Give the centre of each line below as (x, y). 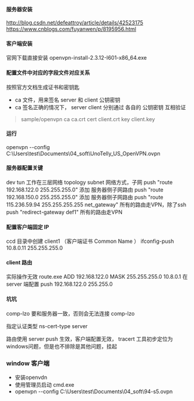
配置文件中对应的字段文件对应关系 (48, 73)
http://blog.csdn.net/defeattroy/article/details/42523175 (75, 23)
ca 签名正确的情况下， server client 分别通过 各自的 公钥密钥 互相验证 (100, 107)
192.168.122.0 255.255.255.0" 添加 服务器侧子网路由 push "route (85, 190)
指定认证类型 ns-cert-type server (47, 326)
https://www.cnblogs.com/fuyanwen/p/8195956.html (71, 29)
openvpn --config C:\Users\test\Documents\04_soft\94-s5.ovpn (94, 391)
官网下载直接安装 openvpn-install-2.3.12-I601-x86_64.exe (77, 58)
